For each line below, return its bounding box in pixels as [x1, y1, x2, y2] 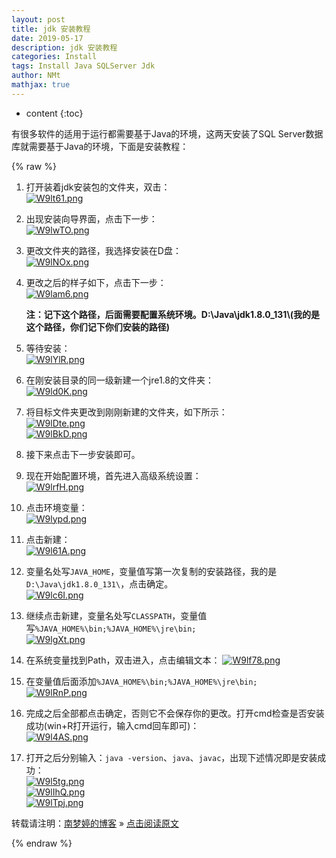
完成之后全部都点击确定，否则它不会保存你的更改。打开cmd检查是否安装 [25, 707, 325, 719]
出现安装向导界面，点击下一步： [25, 212, 158, 225]
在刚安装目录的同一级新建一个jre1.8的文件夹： [25, 374, 214, 386]
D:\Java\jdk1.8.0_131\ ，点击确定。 [25, 577, 174, 590]
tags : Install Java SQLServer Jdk [11, 61, 156, 71]
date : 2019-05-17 [11, 33, 84, 43]
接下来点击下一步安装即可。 [25, 448, 141, 460]
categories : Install [11, 52, 98, 62]
